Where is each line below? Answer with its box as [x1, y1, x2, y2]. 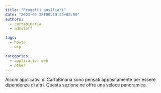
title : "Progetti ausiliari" [5, 7, 66, 13]
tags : [5, 35, 17, 40]
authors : [5, 17, 24, 22]
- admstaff [10, 26, 33, 31]
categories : [5, 53, 30, 58]
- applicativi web [10, 58, 49, 63]
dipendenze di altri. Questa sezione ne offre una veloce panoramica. [5, 82, 147, 88]
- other [10, 63, 26, 68]
